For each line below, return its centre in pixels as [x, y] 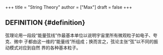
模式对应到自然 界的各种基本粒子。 [45, 48]
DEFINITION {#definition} [45, 23]
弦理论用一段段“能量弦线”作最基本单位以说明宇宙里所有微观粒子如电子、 [79, 35]
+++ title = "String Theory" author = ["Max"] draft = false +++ [69, 7]
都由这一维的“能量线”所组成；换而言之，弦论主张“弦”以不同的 [91, 41]
